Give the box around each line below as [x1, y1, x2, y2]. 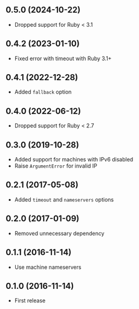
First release [14, 297, 46, 304]
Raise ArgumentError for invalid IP [14, 162, 97, 169]
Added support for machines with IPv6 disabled [14, 156, 134, 163]
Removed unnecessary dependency [14, 229, 105, 237]
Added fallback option [14, 88, 72, 96]
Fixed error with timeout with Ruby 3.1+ [14, 55, 112, 62]
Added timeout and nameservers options [14, 195, 114, 203]
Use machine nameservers [14, 263, 82, 271]
